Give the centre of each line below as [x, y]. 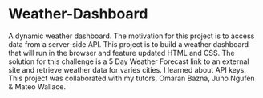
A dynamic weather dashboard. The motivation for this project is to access [131, 36]
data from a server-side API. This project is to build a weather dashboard [129, 44]
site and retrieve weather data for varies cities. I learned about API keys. [127, 69]
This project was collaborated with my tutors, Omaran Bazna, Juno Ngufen [131, 78]
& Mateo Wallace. [37, 86]
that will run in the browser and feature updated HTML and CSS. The [121, 53]
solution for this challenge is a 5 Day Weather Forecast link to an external [129, 61]
